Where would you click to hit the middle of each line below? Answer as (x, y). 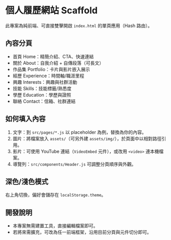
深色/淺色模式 (27, 182)
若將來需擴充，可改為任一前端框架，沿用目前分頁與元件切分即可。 (82, 232)
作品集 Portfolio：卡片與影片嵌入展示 (51, 69)
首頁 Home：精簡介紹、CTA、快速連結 (53, 56)
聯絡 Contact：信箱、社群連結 (44, 101)
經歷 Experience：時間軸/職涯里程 (48, 76)
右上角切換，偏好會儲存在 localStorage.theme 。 (56, 195)
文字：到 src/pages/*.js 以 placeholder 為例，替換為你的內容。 (79, 132)
